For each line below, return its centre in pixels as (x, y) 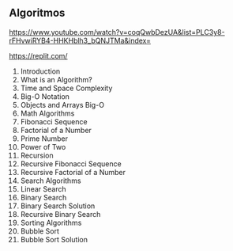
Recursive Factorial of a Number (73, 172)
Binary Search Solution (58, 206)
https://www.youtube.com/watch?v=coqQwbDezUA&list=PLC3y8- (117, 32)
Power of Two (43, 146)
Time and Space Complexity (66, 88)
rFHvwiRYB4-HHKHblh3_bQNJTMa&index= (80, 40)
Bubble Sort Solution (54, 239)
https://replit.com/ (38, 55)
